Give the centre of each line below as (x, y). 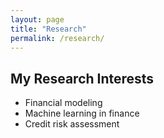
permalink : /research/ (57, 38)
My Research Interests (82, 78)
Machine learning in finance (82, 113)
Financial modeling (63, 103)
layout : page (37, 19)
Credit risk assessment (72, 124)
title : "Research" (48, 29)
